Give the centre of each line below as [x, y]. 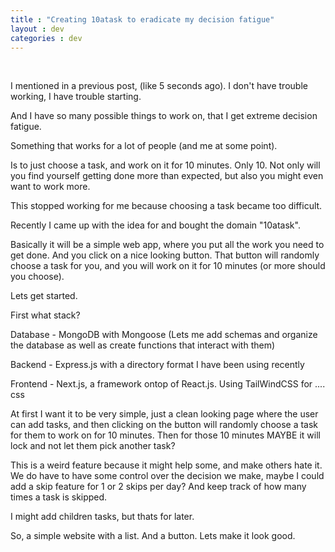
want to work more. [50, 187]
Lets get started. [44, 296]
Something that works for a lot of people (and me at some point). [144, 146]
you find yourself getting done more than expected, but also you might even [167, 176]
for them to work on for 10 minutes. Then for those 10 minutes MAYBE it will [165, 435]
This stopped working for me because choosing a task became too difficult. [166, 206]
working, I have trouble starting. [76, 97]
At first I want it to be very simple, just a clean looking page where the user [164, 414]
